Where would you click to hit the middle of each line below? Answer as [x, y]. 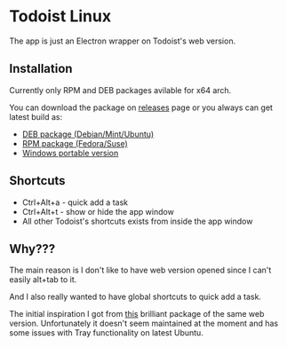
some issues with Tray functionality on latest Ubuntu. [107, 333]
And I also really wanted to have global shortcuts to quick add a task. [136, 297]
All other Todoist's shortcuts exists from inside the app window [137, 221]
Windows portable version [70, 153]
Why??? [32, 249]
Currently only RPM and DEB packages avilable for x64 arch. [120, 90]
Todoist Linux [60, 16]
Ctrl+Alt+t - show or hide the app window [98, 211]
